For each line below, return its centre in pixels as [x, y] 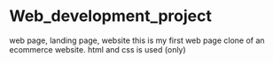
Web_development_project [111, 16]
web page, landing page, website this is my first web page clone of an [137, 40]
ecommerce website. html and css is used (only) [97, 49]
